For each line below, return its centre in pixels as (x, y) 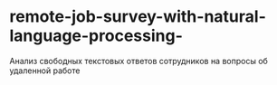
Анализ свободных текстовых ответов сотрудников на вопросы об (139, 61)
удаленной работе (45, 71)
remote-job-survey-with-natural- (138, 17)
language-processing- (96, 36)
